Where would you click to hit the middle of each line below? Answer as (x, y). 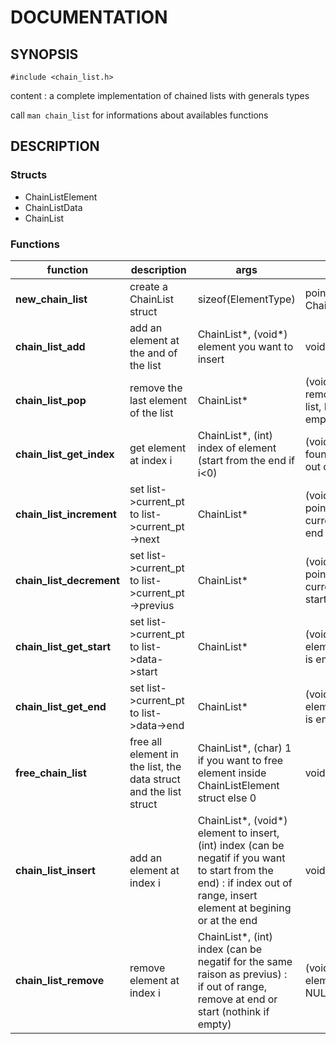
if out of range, (232, 986)
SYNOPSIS (44, 54)
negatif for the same (245, 961)
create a (148, 286)
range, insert (227, 895)
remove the (156, 388)
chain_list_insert (55, 870)
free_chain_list (51, 773)
